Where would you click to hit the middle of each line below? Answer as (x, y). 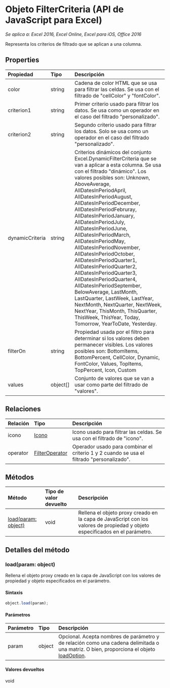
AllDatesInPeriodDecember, (108, 203)
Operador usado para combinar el (112, 447)
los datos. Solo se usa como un (112, 131)
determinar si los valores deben (112, 338)
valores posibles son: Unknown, (112, 177)
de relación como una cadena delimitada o (109, 643)
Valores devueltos (25, 669)
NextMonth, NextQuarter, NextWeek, (118, 304)
